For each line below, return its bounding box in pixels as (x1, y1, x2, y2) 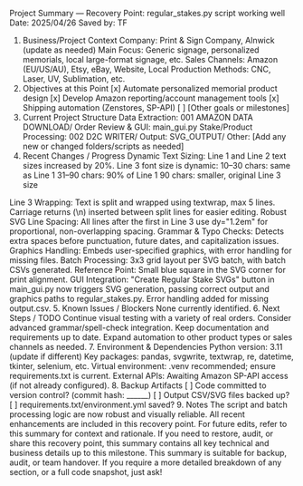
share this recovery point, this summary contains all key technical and (9, 438, 270, 448)
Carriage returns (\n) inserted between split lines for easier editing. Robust (9, 207, 288, 217)
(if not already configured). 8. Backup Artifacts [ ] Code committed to (9, 380, 267, 391)
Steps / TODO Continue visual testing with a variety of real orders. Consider (9, 313, 292, 323)
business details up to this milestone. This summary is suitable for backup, (9, 448, 288, 458)
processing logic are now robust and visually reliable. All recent (9, 409, 246, 420)
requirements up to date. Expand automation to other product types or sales (9, 332, 293, 343)
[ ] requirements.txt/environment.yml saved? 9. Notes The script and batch (9, 399, 288, 410)
